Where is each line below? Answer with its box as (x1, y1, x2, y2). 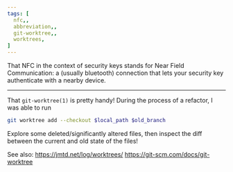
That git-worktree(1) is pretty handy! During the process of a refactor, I (7, 96, 213, 104)
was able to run (7, 103, 52, 112)
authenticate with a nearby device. (7, 76, 106, 84)
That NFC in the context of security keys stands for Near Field (7, 62, 185, 69)
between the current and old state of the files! (7, 137, 139, 145)
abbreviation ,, (13, 23, 58, 30)
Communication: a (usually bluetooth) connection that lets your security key (7, 69, 224, 77)
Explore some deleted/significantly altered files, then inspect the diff (7, 129, 202, 137)
